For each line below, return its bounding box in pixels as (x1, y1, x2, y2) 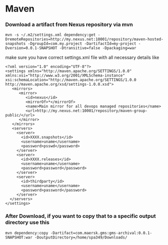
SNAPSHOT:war (5, 235, 33, 240)
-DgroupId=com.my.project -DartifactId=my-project (27, 41, 137, 46)
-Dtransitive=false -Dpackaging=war (59, 46, 137, 51)
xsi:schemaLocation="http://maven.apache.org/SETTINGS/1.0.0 (5, 78, 137, 83)
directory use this (5, 219, 49, 226)
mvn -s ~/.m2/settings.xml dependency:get (5, 32, 96, 38)
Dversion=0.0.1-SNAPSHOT (5, 46, 58, 51)
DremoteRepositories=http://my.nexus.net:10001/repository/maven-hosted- (5, 37, 164, 42)
